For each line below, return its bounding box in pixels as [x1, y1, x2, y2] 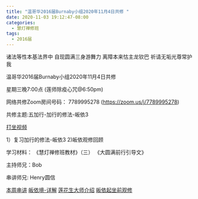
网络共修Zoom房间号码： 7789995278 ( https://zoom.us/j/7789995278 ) [6, 98, 180, 105]
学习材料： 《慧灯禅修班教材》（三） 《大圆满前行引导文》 [6, 149, 147, 156]
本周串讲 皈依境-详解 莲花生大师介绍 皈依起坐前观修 [6, 187, 133, 193]
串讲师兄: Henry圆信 [6, 174, 56, 181]
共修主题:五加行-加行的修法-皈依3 [6, 111, 89, 118]
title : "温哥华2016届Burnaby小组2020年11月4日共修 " [6, 8, 129, 15]
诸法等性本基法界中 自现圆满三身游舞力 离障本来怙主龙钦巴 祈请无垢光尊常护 [6, 53, 193, 60]
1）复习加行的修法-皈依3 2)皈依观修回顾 [6, 136, 104, 143]
